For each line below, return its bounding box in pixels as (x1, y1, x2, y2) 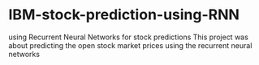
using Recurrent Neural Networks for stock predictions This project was (8, 32, 249, 42)
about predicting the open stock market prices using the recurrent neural (8, 40, 253, 50)
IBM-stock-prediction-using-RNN (8, 6, 240, 24)
